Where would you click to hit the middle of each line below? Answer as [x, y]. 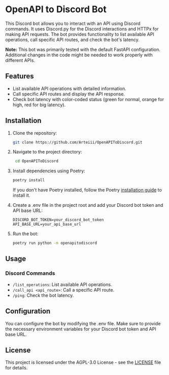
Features [20, 76]
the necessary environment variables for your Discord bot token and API [81, 329]
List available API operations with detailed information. [70, 88]
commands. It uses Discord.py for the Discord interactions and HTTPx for [82, 28]
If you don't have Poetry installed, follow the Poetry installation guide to [87, 190]
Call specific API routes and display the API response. [69, 94]
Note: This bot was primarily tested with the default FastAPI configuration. [83, 49]
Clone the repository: [35, 133]
